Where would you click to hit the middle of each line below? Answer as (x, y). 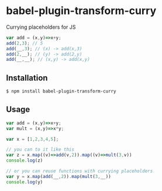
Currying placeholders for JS (41, 27)
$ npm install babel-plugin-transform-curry (61, 91)
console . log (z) (25, 161)
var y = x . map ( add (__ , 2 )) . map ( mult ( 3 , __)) (58, 176)
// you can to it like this (40, 150)
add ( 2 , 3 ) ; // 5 (25, 43)
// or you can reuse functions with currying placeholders (80, 171)
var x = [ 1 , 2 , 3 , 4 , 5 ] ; (32, 139)
